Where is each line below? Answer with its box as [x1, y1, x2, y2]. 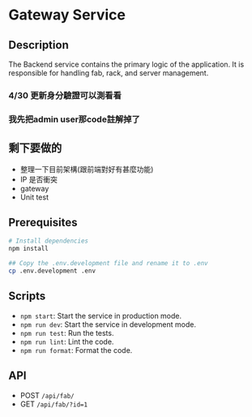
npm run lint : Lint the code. [19, 337, 114, 346]
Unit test [19, 192, 49, 202]
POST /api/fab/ [19, 390, 75, 400]
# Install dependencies [8, 237, 89, 245]
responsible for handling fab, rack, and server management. [8, 68, 209, 78]
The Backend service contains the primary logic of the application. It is [8, 59, 245, 69]
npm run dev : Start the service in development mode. [19, 319, 197, 329]
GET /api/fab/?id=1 [19, 399, 88, 409]
